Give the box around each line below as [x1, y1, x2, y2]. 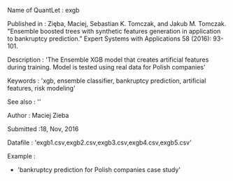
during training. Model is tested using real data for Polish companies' [7, 63, 206, 71]
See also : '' [7, 98, 41, 106]
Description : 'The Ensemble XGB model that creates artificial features [7, 55, 209, 64]
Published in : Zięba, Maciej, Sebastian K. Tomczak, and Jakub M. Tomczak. [7, 20, 227, 27]
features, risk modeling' [7, 84, 76, 92]
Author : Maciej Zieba [7, 112, 69, 119]
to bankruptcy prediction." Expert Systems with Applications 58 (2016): [7, 34, 212, 43]
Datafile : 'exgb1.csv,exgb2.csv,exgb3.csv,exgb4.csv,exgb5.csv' [7, 138, 192, 147]
